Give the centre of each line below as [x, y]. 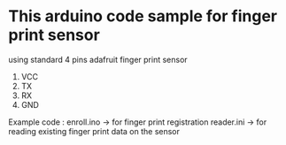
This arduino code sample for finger [143, 16]
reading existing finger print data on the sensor [94, 131]
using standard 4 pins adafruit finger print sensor [98, 59]
